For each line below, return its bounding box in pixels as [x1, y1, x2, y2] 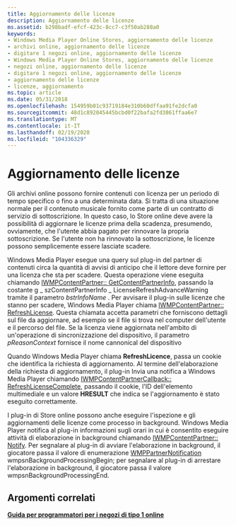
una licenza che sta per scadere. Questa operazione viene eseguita [7, 270, 203, 280]
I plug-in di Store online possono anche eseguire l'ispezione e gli [7, 411, 196, 420]
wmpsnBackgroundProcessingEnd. [7, 471, 110, 480]
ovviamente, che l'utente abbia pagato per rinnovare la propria [7, 227, 189, 236]
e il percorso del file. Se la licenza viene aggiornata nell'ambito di [7, 324, 197, 332]
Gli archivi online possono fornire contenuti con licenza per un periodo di [7, 189, 220, 198]
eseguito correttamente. [7, 397, 78, 406]
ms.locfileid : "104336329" [7, 135, 87, 142]
